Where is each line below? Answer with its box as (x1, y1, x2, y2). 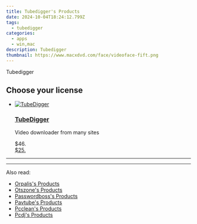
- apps (11, 36, 28, 42)
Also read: (6, 168, 31, 176)
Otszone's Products (14, 186, 63, 194)
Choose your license (6, 86, 83, 96)
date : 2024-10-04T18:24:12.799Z (6, 14, 85, 20)
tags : (6, 19, 19, 25)
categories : (6, 30, 35, 36)
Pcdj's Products (14, 211, 53, 218)
